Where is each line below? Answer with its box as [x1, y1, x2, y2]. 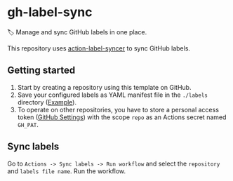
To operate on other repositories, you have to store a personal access [17, 105, 220, 114]
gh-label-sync [7, 4, 93, 20]
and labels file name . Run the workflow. [7, 166, 126, 175]
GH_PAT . [17, 120, 39, 128]
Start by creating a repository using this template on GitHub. [17, 83, 192, 91]
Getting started [7, 65, 76, 76]
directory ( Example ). [17, 98, 77, 106]
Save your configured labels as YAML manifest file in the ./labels [17, 90, 208, 99]
